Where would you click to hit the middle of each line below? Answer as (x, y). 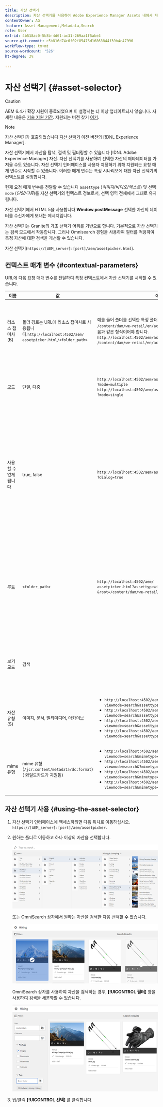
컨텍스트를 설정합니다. (26, 177)
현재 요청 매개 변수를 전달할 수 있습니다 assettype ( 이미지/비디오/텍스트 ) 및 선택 (81, 187)
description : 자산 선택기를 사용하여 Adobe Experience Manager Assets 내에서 (79, 15)
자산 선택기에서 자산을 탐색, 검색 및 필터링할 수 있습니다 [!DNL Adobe (71, 152)
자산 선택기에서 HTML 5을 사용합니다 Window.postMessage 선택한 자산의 (77, 210)
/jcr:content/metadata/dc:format (58, 769)
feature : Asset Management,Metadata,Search (50, 26)
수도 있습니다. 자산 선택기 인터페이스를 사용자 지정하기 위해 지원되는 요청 (82, 165)
